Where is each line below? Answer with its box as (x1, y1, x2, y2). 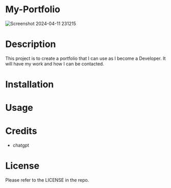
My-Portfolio (5, 4, 60, 15)
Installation (5, 79, 54, 90)
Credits (5, 125, 37, 137)
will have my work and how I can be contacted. (5, 60, 105, 67)
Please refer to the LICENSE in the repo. (5, 177, 89, 183)
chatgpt (12, 142, 30, 149)
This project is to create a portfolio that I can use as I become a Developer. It (5, 55, 166, 61)
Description (5, 38, 56, 50)
